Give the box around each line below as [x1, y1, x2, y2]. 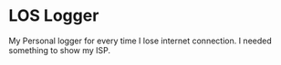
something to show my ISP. [8, 44, 111, 55]
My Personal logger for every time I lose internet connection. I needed [8, 35, 273, 46]
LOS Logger [8, 5, 99, 26]
